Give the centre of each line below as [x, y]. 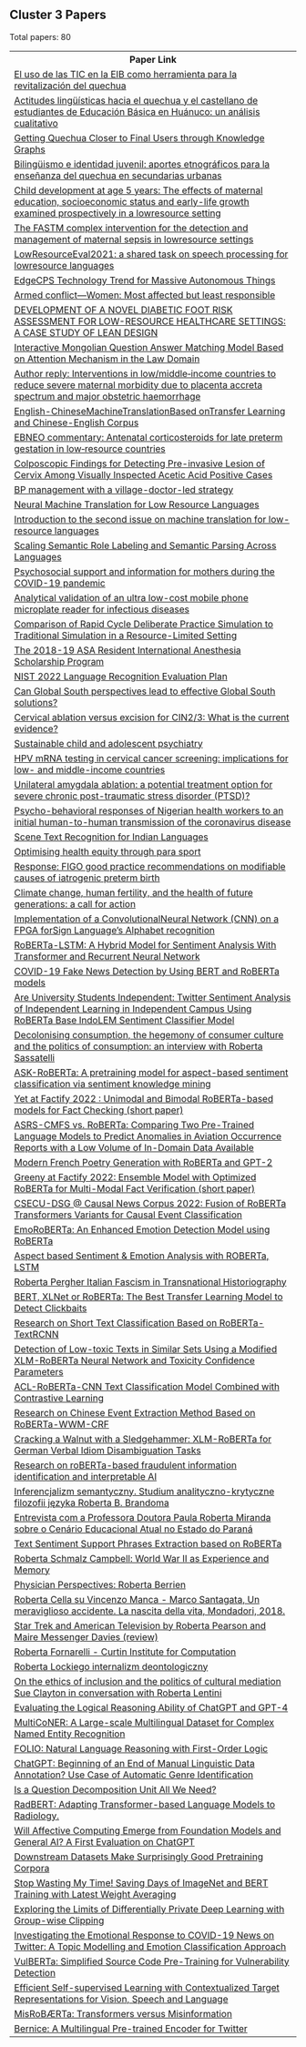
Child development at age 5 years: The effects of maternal [138, 190]
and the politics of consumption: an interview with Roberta [138, 1046]
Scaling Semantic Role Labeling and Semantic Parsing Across [145, 545]
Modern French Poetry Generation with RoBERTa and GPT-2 [143, 1162]
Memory [32, 1570]
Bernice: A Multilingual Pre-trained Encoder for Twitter [131, 2028]
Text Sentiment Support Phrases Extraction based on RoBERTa [148, 1543]
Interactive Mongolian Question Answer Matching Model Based [149, 347]
